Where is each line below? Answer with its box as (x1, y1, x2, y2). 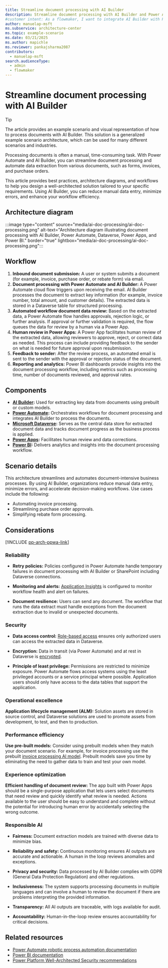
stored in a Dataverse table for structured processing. (12, 302, 123, 308)
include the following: (5, 491, 49, 497)
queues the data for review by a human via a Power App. (12, 324, 129, 330)
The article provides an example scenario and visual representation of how (5, 126, 159, 132)
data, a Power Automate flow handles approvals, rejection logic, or (12, 313, 149, 319)
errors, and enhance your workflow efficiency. (5, 193, 100, 199)
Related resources (5, 933, 63, 942)
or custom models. (12, 405, 51, 411)
